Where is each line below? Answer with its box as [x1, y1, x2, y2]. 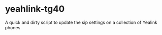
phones [5, 24, 21, 30]
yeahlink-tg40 [5, 3, 65, 15]
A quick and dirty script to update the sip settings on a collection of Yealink [5, 19, 158, 25]
